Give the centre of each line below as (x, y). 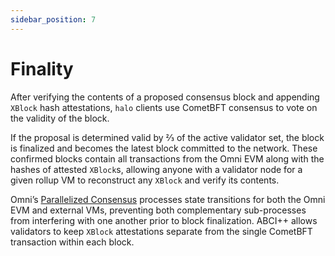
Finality (42, 68)
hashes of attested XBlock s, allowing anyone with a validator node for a (156, 169)
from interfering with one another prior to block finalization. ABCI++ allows (164, 220)
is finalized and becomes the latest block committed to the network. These (164, 148)
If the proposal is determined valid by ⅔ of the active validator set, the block (167, 137)
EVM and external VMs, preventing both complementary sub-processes (158, 210)
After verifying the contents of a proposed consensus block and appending (165, 97)
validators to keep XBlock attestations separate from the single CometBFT (161, 231)
